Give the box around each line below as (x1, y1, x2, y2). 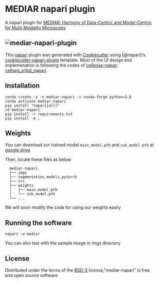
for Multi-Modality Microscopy (5, 24, 66, 30)
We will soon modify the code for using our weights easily (5, 204, 121, 210)
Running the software (5, 219, 72, 227)
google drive (5, 147, 31, 153)
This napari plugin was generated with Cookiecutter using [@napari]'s (5, 52, 146, 58)
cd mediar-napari (5, 107, 40, 112)
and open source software (5, 272, 58, 278)
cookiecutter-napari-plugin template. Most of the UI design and (5, 57, 132, 63)
